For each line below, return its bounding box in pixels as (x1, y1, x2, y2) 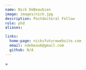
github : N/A (9, 47, 34, 52)
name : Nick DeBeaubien (5, 7, 51, 12)
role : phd (5, 20, 25, 26)
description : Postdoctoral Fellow (5, 16, 75, 21)
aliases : (5, 25, 23, 30)
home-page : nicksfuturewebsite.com (9, 38, 82, 44)
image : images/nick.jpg (5, 12, 53, 17)
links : (5, 34, 18, 39)
